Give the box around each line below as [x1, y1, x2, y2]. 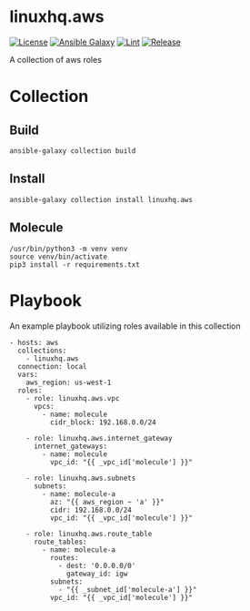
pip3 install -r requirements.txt [9, 260, 141, 270]
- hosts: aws [9, 338, 59, 347]
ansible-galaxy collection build [9, 146, 136, 156]
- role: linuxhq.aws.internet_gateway [25, 433, 173, 443]
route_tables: [33, 537, 88, 546]
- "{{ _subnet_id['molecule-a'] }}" [57, 585, 197, 594]
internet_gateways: [33, 442, 107, 451]
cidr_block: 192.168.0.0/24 [49, 417, 156, 427]
